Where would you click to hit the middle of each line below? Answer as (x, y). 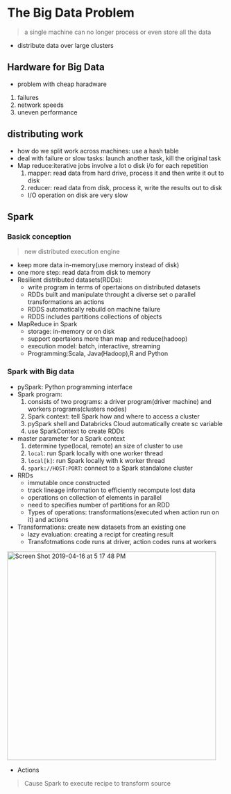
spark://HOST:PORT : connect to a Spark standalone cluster (110, 468)
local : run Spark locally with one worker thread (95, 453)
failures (28, 97)
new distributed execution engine (72, 252)
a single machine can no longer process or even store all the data (118, 32)
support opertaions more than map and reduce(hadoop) (108, 339)
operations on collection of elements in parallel (94, 497)
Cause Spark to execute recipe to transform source (97, 783)
